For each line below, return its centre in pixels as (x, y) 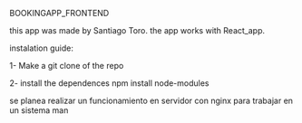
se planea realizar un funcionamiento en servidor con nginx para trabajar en (151, 100)
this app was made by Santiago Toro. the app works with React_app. (137, 30)
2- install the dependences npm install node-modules (110, 83)
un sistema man (39, 110)
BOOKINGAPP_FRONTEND (59, 13)
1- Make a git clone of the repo (67, 66)
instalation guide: (42, 48)
